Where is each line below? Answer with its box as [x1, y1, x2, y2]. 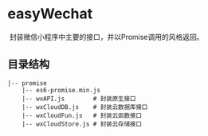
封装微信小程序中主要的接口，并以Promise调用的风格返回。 [9, 32, 204, 41]
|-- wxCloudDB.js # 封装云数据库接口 [22, 103, 148, 111]
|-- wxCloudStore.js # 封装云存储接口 [22, 120, 143, 128]
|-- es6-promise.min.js [22, 86, 101, 94]
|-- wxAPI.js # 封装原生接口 [22, 95, 136, 103]
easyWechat [7, 5, 93, 23]
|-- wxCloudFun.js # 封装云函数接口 [22, 111, 143, 119]
